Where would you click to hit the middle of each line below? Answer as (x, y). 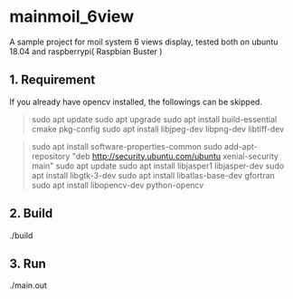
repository (51, 156)
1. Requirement (52, 80)
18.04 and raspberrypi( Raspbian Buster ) (86, 51)
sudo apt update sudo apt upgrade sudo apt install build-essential (154, 119)
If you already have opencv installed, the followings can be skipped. (136, 101)
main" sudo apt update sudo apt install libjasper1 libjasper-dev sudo (158, 166)
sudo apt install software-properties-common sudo (127, 146)
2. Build (31, 213)
